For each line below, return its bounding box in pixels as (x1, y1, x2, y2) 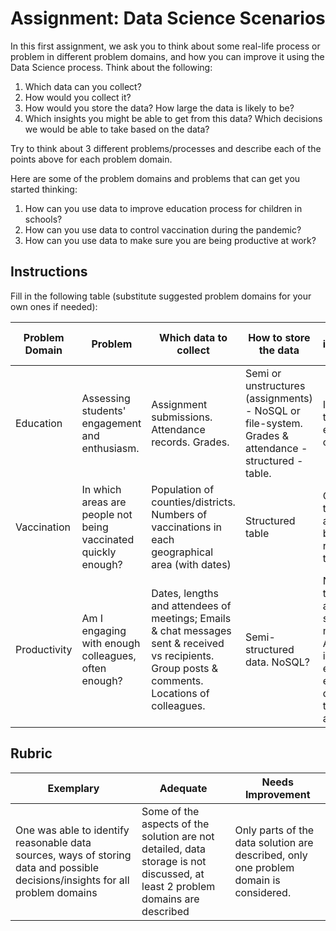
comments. (151, 673, 204, 687)
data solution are (234, 835, 314, 849)
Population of (151, 482, 215, 496)
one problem (234, 860, 295, 874)
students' (81, 403, 127, 417)
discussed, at (141, 867, 205, 881)
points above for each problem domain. (10, 153, 173, 165)
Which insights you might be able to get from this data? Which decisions (24, 112, 323, 124)
